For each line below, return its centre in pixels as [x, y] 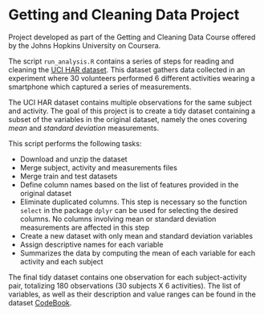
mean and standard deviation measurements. [83, 128]
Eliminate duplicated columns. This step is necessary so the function [133, 202]
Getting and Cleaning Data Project [124, 15]
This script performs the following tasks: [75, 143]
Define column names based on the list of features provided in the [129, 184]
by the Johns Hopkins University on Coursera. [85, 45]
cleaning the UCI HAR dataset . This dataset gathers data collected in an [127, 69]
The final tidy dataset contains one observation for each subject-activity [128, 277]
